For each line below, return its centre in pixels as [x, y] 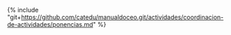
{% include [23, 10]
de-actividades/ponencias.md [50, 24]
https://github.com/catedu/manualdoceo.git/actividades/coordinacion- [122, 17]
